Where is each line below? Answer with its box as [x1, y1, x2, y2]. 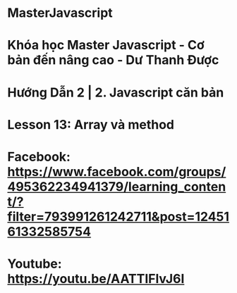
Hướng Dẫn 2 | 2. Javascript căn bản [7, 85, 224, 100]
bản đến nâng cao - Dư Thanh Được [7, 52, 219, 68]
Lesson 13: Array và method [7, 116, 175, 132]
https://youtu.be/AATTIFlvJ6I [7, 271, 185, 287]
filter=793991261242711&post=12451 [7, 208, 230, 225]
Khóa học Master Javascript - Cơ [7, 37, 205, 54]
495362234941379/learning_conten [7, 178, 226, 194]
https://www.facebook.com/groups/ [7, 163, 226, 180]
